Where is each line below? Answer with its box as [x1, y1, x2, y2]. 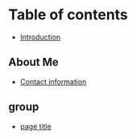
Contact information [19, 76, 87, 86]
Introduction [19, 32, 61, 42]
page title [19, 121, 52, 131]
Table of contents [8, 6, 129, 24]
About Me [8, 55, 59, 69]
